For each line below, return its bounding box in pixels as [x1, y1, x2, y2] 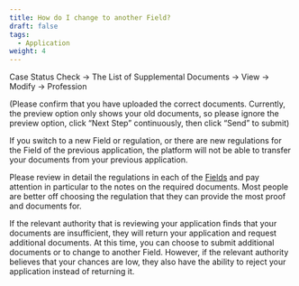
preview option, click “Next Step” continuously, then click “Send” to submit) [9, 118, 290, 129]
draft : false [9, 22, 59, 31]
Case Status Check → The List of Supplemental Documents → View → [9, 71, 270, 82]
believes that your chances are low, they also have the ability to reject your [9, 256, 286, 267]
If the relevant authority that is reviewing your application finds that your [9, 218, 277, 229]
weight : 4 [9, 47, 47, 56]
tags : [9, 30, 30, 39]
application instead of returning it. [9, 266, 135, 277]
